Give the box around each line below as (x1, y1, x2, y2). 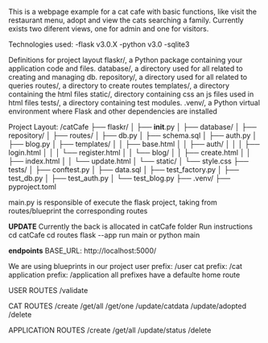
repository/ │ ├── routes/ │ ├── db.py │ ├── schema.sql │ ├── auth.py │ (8, 130, 258, 140)
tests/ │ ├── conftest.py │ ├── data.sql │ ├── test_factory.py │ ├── (8, 165, 240, 174)
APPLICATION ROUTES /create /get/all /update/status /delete (8, 325, 212, 335)
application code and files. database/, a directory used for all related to (8, 64, 243, 73)
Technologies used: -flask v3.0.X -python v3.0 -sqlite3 (8, 39, 190, 49)
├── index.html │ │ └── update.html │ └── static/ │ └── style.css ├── (8, 156, 249, 166)
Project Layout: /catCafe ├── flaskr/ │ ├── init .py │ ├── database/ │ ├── (8, 122, 258, 131)
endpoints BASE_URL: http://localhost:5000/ (8, 246, 157, 255)
